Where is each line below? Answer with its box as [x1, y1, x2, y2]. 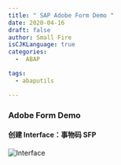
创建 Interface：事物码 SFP [8, 130, 97, 140]
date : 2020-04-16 [8, 19, 65, 27]
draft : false [8, 26, 51, 34]
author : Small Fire [8, 33, 72, 42]
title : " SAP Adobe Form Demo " [8, 11, 114, 20]
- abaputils [15, 76, 55, 85]
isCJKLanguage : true [8, 41, 76, 49]
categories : [8, 48, 47, 56]
